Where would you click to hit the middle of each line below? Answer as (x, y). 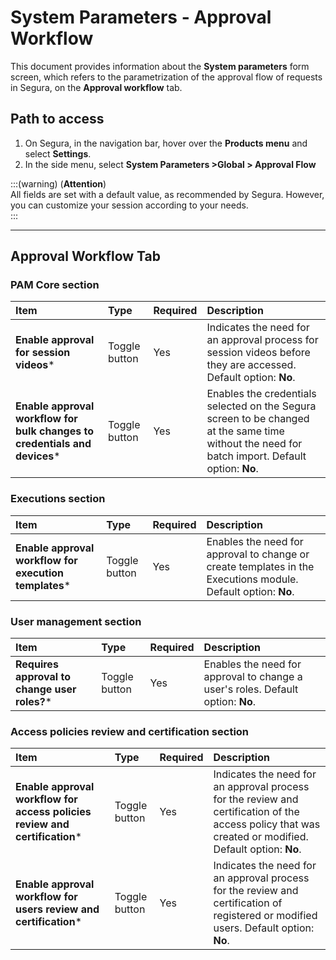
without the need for (254, 444)
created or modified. (261, 837)
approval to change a (253, 677)
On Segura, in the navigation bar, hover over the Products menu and (166, 143)
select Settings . (58, 153)
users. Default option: (264, 928)
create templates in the (260, 566)
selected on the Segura (261, 406)
